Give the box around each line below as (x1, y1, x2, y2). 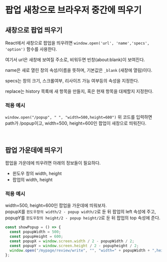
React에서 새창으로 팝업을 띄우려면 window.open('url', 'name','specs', (5, 40, 150, 46)
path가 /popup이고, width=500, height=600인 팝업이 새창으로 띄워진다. (5, 120, 147, 127)
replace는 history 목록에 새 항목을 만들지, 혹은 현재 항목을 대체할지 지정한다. (5, 88, 154, 94)
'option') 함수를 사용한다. (5, 46, 57, 52)
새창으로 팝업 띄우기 (5, 26, 63, 34)
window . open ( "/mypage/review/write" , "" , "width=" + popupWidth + (9, 248, 150, 253)
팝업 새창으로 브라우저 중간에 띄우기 (5, 4, 142, 16)
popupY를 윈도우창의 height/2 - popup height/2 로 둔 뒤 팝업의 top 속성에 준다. (5, 215, 161, 221)
